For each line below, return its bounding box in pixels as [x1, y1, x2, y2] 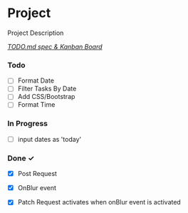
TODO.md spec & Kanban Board [7, 42, 103, 51]
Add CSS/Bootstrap [17, 93, 75, 101]
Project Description [7, 28, 64, 37]
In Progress [7, 119, 48, 129]
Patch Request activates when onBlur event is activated [17, 198, 182, 207]
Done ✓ [7, 153, 35, 163]
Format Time [17, 100, 56, 109]
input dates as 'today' [17, 135, 82, 143]
